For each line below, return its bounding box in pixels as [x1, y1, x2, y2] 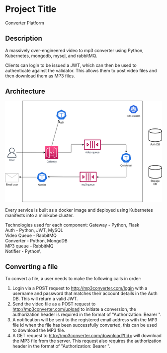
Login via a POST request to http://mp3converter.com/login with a [12, 285, 148, 291]
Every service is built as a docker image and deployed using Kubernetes [5, 207, 153, 213]
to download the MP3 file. [12, 327, 66, 333]
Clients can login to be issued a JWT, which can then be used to [5, 62, 137, 68]
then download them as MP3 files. [5, 73, 76, 79]
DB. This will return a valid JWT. [12, 296, 78, 302]
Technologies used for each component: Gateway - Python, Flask [5, 222, 140, 228]
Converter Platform [5, 20, 45, 26]
